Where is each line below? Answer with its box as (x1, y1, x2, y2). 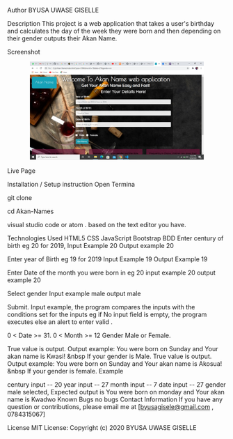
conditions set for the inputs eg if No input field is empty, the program (7, 310, 207, 318)
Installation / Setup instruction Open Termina (7, 180, 136, 188)
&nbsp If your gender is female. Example (7, 367, 124, 375)
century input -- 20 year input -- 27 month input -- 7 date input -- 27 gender (7, 380, 226, 389)
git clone (7, 193, 33, 201)
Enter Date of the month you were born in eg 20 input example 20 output (7, 268, 216, 277)
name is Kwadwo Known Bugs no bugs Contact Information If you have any (7, 395, 223, 403)
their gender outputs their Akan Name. (7, 34, 118, 43)
